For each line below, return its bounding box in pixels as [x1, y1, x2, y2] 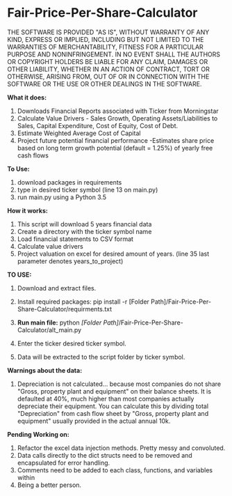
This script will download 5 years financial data [17, 219, 152, 228]
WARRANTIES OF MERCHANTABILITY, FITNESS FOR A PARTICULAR [7, 42, 204, 51]
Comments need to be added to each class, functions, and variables [17, 465, 213, 474]
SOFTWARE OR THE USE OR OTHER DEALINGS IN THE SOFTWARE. [7, 79, 202, 88]
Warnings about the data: [7, 366, 83, 374]
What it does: [7, 93, 47, 102]
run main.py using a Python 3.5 [17, 193, 107, 201]
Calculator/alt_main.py [17, 325, 82, 334]
